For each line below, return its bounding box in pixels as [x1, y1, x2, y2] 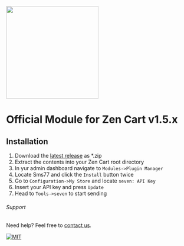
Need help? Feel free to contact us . [6, 222, 91, 229]
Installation [6, 136, 48, 146]
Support [6, 203, 26, 210]
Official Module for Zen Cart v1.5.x [6, 113, 178, 126]
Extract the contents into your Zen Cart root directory [14, 158, 144, 165]
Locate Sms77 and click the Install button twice [14, 171, 134, 178]
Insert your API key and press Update [14, 184, 104, 190]
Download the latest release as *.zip [14, 152, 102, 159]
